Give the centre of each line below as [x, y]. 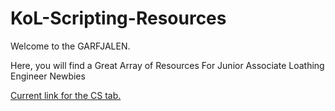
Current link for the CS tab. [66, 95]
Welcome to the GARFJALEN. [70, 46]
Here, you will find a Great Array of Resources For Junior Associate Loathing [167, 65]
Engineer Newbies [48, 76]
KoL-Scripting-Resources [118, 18]
